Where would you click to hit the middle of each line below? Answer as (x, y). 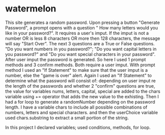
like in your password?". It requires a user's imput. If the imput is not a (77, 33)
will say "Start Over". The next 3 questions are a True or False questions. (80, 43)
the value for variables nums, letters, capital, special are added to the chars (83, 91)
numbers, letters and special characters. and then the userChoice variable (82, 112)
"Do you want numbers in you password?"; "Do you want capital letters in (81, 49)
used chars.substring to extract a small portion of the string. (67, 118)
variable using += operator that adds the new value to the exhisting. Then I (82, 96)
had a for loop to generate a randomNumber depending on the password (80, 102)
